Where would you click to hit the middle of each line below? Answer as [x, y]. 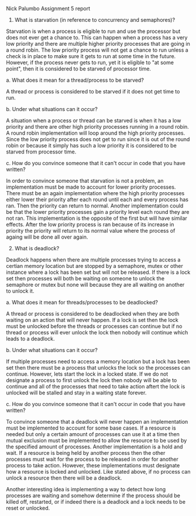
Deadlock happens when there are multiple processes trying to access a [93, 260]
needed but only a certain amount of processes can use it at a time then [93, 434]
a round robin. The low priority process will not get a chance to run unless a [97, 50]
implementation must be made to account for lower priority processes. [91, 187]
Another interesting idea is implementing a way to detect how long [86, 489]
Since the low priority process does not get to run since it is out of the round [98, 139]
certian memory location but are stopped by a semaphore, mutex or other [94, 266]
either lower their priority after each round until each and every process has [97, 200]
